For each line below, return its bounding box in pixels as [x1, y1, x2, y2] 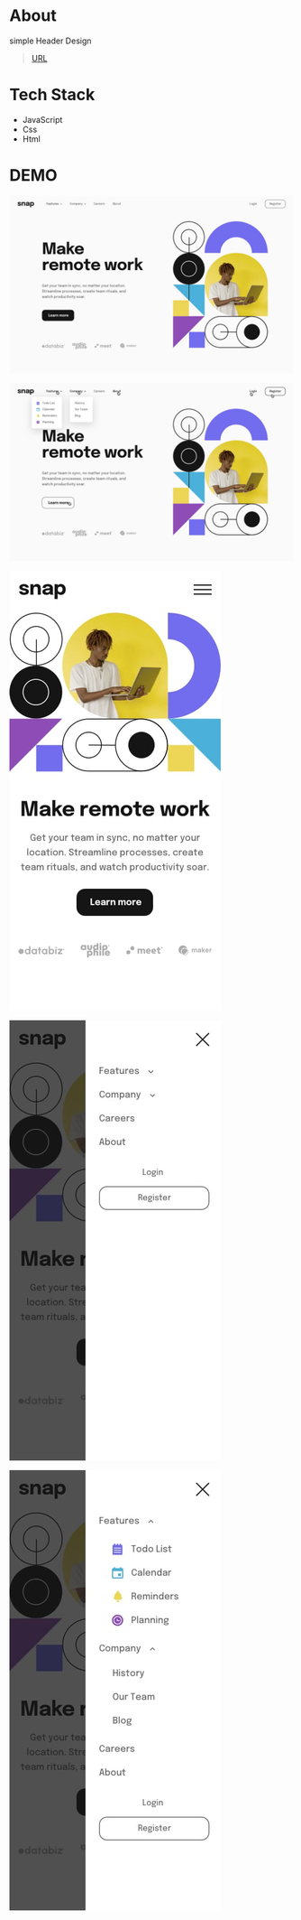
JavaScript [22, 114, 63, 125]
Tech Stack [9, 85, 96, 105]
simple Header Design [9, 35, 92, 46]
